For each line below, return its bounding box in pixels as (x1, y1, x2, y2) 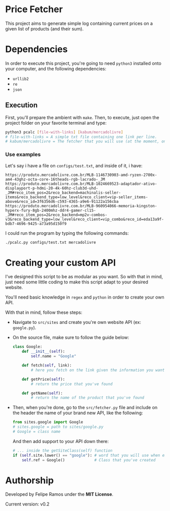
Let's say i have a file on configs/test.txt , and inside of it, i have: (5, 162, 143, 168)
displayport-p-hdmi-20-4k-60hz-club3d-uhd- (5, 186, 99, 191)
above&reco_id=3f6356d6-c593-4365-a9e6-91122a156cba (5, 199, 119, 204)
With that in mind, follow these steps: (5, 309, 82, 315)
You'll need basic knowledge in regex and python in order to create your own (5, 294, 164, 300)
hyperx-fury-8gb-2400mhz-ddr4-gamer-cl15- (5, 208, 96, 213)
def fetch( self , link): (22, 363, 72, 368)
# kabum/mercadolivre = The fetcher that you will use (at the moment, (5, 139, 159, 144)
